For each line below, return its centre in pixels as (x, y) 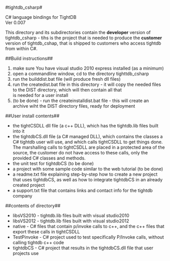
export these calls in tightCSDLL (46, 232)
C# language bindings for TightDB (41, 17)
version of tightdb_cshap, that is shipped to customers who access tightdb (83, 43)
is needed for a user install (40, 95)
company (22, 196)
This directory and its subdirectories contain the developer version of (78, 32)
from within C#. (22, 48)
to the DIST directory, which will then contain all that (67, 90)
